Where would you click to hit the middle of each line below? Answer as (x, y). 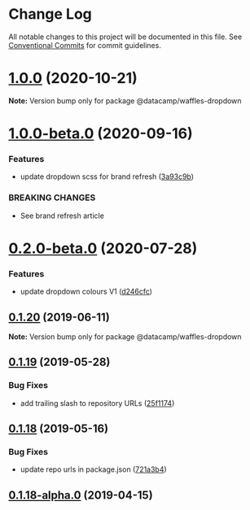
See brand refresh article (62, 216)
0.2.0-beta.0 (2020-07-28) (103, 248)
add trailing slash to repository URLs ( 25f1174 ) (97, 403)
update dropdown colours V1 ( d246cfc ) (86, 292)
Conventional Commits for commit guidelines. (85, 45)
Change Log (50, 14)
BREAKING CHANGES (52, 198)
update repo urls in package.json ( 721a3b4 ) (93, 469)
